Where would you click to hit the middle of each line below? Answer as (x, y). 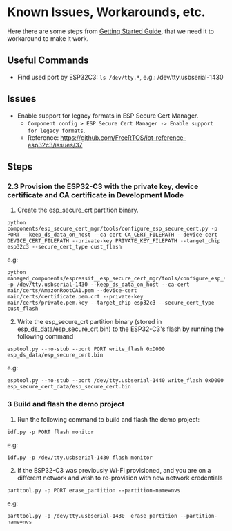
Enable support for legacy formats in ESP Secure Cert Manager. (108, 116)
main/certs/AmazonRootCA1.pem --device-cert (72, 291)
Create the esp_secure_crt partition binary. (78, 210)
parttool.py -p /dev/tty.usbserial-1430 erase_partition (92, 516)
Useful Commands (48, 61)
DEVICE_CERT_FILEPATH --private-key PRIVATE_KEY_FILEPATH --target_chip (114, 241)
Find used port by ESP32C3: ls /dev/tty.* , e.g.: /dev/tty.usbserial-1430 (120, 77)
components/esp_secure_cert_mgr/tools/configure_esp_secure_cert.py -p (112, 229)
